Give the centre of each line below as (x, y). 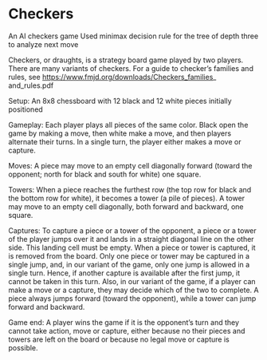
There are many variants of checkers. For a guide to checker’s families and (131, 68)
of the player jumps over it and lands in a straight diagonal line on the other (131, 239)
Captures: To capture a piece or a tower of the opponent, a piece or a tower (132, 230)
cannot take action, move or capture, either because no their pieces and (127, 330)
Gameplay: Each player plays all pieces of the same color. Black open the (128, 125)
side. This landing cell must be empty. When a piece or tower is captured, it (132, 247)
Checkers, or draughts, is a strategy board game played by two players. (126, 60)
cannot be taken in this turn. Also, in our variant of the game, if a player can (132, 281)
